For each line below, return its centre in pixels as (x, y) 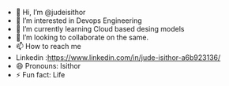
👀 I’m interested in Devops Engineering (79, 21)
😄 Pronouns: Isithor (48, 66)
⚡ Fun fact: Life (40, 75)
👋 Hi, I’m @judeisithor (51, 12)
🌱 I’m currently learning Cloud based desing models (100, 29)
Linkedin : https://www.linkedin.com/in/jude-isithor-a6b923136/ (118, 58)
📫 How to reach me (48, 46)
